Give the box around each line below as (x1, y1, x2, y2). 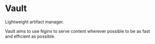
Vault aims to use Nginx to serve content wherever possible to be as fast (5, 28, 150, 34)
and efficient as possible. (5, 33, 55, 39)
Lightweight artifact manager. (5, 19, 64, 25)
